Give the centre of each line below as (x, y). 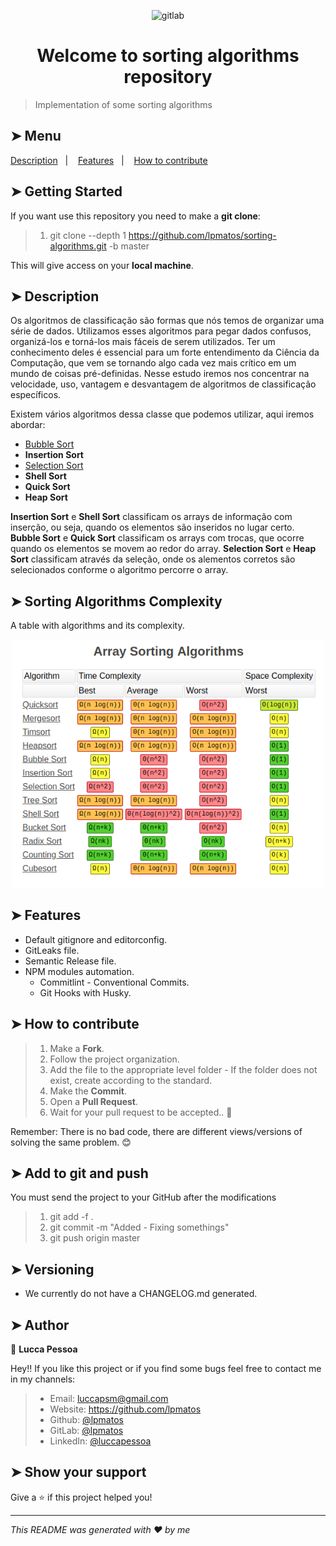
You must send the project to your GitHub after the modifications (143, 1197)
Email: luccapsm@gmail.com (109, 1399)
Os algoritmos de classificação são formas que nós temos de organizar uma (167, 321)
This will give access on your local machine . (102, 265)
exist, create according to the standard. (131, 1080)
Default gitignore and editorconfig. (96, 939)
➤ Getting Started (66, 191)
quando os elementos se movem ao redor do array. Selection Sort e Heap (163, 549)
